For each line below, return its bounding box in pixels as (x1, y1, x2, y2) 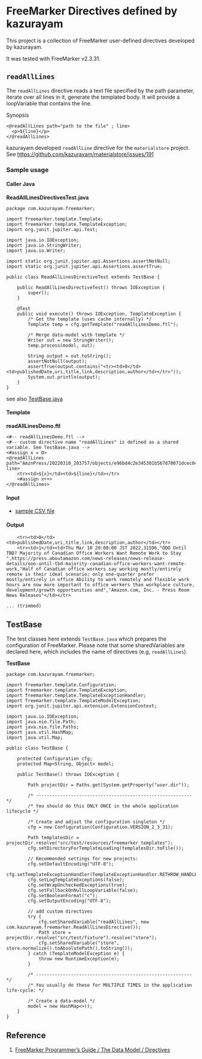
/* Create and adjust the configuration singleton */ (28, 819, 165, 825)
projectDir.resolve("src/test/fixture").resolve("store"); (6, 935, 158, 941)
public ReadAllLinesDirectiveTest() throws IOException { (17, 284, 165, 290)
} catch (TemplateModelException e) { (28, 951, 125, 957)
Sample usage (6, 166, 49, 174)
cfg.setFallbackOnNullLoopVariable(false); (28, 887, 138, 893)
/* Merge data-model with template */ (28, 332, 125, 338)
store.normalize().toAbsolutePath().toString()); (6, 945, 133, 952)
